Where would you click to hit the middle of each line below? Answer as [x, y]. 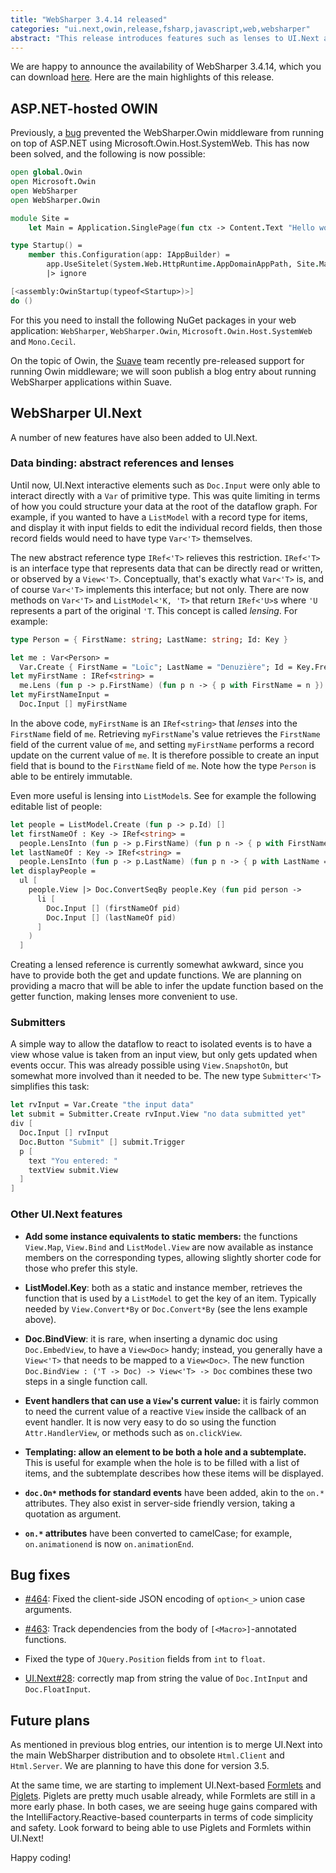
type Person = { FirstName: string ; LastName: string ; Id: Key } [149, 639]
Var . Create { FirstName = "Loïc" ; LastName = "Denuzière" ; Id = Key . [167, 667]
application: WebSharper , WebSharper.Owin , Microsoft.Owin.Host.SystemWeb [161, 330]
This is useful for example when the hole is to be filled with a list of [162, 1462]
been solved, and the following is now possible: [108, 154]
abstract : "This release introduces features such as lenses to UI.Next [165, 38]
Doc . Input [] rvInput [64, 1133]
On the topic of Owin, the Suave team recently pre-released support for [157, 360]
